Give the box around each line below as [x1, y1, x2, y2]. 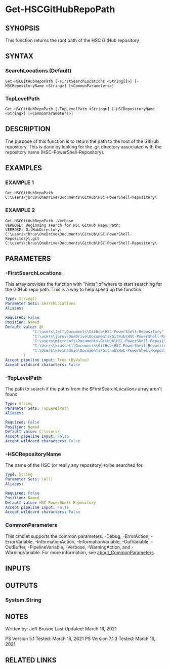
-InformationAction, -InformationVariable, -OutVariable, [35, 538, 150, 544]
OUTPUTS [5, 581, 38, 590]
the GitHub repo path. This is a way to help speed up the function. [5, 286, 143, 293]
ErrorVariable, [5, 538, 34, 544]
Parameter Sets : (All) [5, 477, 53, 482]
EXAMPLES [5, 164, 42, 172]
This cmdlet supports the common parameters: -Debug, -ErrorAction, [5, 533, 150, 539]
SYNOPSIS [5, 24, 40, 33]
